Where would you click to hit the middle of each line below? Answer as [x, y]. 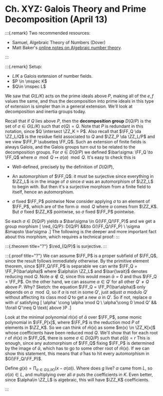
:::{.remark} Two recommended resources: [48, 33]
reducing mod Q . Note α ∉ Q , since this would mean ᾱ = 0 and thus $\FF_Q [81, 276]
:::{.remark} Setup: [24, 66]
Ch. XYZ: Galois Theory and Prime [76, 9]
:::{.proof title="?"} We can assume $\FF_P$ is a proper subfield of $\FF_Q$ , [81, 256]
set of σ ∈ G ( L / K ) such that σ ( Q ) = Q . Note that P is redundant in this [74, 126]
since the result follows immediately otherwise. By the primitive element [77, 261]
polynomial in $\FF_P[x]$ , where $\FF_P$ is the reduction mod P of [72, 322]
